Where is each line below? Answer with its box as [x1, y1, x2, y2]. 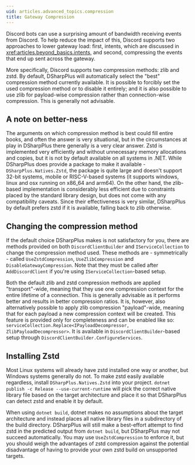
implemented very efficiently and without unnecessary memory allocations [6, 149, 186, 156]
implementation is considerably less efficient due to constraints [22, 185, 176, 193]
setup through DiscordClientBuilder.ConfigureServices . [6, 334, 143, 341]
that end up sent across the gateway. [6, 55, 95, 62]
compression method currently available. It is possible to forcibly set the [6, 78, 180, 85]
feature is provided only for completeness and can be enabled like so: [6, 316, 175, 323]
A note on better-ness [6, 114, 88, 124]
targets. [6, 452, 25, 459]
